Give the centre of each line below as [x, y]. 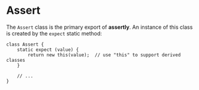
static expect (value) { [48, 49]
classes [16, 60]
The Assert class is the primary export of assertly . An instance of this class [99, 27]
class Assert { [25, 44]
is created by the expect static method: [54, 33]
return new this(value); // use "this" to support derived [104, 55]
